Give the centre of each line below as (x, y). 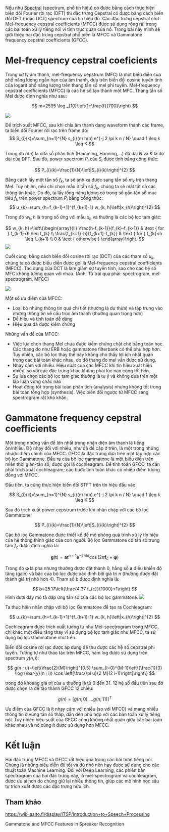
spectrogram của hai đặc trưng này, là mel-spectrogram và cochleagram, (81, 775)
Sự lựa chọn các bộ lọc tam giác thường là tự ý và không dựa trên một (85, 376)
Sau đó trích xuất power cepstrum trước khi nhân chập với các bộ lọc (77, 510)
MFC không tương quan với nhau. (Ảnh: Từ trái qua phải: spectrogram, (78, 274)
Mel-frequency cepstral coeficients (81, 60)
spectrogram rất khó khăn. (40, 398)
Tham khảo (23, 802)
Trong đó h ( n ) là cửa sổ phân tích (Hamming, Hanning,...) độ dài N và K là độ (85, 153)
